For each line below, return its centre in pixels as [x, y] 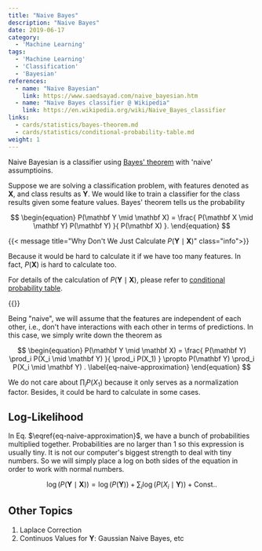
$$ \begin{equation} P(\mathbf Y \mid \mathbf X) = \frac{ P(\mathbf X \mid [132, 217]
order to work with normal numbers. [66, 469]
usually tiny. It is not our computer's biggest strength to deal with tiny [120, 453]
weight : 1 [24, 139]
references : [27, 81]
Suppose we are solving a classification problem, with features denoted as [129, 185]
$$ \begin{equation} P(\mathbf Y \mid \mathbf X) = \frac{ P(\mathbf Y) [132, 350]
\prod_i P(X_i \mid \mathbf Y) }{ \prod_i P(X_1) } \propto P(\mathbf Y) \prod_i [132, 359]
